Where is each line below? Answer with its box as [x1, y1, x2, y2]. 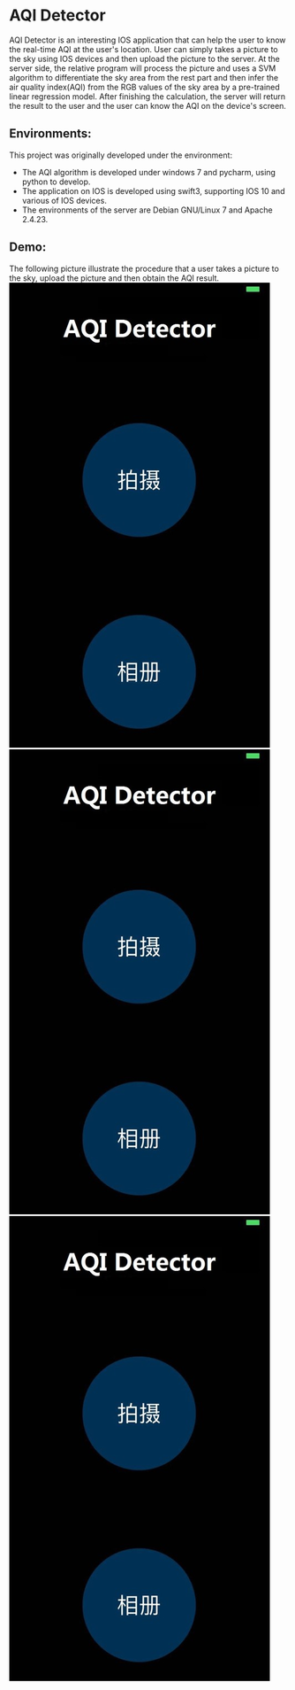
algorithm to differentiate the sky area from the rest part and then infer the [9, 72, 279, 82]
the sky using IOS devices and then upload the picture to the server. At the [9, 53, 281, 64]
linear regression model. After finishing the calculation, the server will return [9, 90, 286, 102]
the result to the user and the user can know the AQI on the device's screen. [9, 100, 287, 111]
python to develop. [21, 176, 91, 187]
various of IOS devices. [21, 195, 108, 205]
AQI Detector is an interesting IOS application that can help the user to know [9, 35, 286, 45]
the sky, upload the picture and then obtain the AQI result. [9, 272, 219, 283]
